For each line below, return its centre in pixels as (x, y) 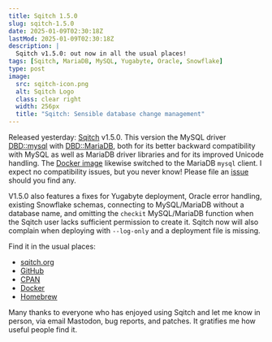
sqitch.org (37, 262)
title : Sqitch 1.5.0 (43, 16)
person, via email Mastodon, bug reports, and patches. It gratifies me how (132, 321)
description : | (34, 46)
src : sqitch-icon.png (52, 84)
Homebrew (39, 297)
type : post (27, 69)
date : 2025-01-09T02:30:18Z (56, 31)
